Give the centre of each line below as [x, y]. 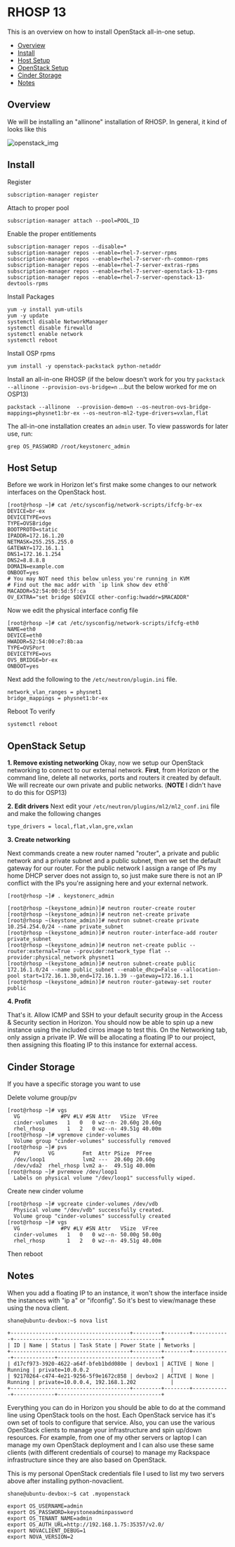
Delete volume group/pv [42, 1098]
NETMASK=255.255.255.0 [40, 542]
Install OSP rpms [31, 353]
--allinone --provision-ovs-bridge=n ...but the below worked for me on [112, 387]
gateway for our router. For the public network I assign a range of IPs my [112, 868]
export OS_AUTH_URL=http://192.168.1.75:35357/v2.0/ [86, 1525]
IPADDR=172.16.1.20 [36, 536]
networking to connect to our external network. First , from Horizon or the [113, 770]
